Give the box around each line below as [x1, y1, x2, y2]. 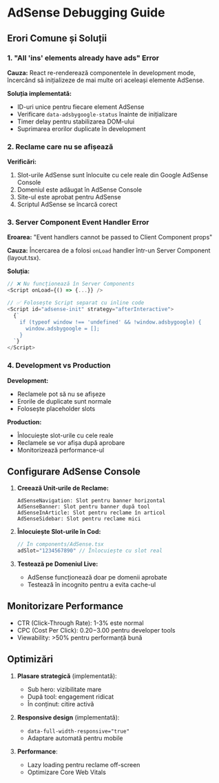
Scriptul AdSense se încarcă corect [17, 200, 118, 208]
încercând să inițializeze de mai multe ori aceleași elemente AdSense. [7, 76, 205, 84]
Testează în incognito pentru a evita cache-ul [27, 581, 156, 589]
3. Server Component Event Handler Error [7, 217, 149, 227]
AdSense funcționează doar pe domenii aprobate [27, 573, 167, 582]
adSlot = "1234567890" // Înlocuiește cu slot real [17, 547, 163, 555]
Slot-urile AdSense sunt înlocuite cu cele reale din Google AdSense [17, 171, 209, 179]
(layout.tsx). [7, 254, 41, 262]
